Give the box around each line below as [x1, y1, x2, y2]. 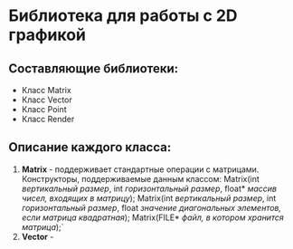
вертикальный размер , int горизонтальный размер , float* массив [21, 183, 278, 194]
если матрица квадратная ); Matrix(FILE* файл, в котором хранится [21, 212, 284, 223]
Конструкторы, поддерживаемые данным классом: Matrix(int [21, 173, 260, 184]
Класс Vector [21, 94, 73, 105]
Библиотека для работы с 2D [8, 5, 238, 26]
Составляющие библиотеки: [8, 61, 179, 76]
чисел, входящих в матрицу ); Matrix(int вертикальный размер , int [21, 192, 277, 204]
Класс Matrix [21, 85, 71, 95]
